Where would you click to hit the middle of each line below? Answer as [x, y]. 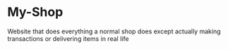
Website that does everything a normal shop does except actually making [114, 31]
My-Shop [35, 12]
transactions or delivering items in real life [68, 38]
